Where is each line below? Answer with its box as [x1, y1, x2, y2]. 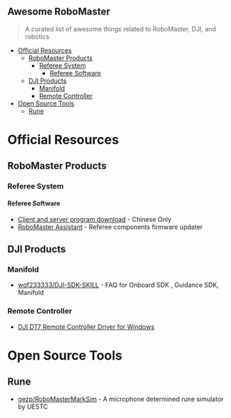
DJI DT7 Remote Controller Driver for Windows [17, 322, 155, 331]
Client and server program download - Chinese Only [17, 215, 172, 223]
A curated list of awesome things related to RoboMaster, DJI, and [24, 24, 216, 33]
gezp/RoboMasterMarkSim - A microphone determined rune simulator [17, 394, 224, 403]
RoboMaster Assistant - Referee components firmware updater [17, 223, 203, 231]
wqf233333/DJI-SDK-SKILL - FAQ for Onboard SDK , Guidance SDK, [17, 281, 220, 290]
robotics [24, 32, 50, 41]
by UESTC [17, 402, 48, 411]
